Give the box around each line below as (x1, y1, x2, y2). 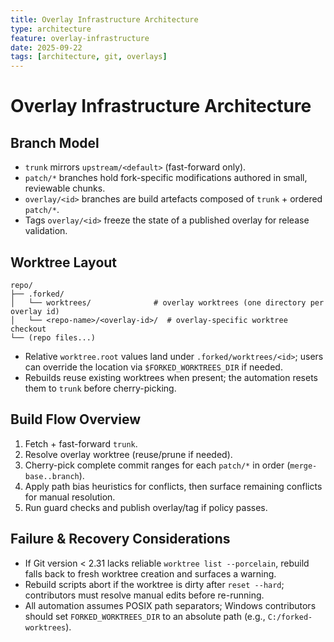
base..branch (24, 471, 80, 481)
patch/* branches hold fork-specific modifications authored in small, (24, 172, 308, 184)
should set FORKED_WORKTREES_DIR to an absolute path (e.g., (24, 610, 266, 622)
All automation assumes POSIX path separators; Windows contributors (24, 599, 317, 611)
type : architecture (10, 24, 92, 34)
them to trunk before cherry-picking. (24, 382, 177, 394)
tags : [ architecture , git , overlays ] (10, 52, 168, 62)
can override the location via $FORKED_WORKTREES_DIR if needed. (24, 361, 283, 373)
